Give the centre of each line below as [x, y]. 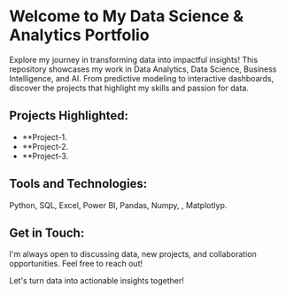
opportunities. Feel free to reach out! [76, 264]
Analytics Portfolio [79, 35]
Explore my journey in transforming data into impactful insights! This [134, 59]
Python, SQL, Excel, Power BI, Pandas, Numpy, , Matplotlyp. [118, 205]
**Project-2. [45, 146]
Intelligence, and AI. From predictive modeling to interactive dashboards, [142, 78]
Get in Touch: [47, 233]
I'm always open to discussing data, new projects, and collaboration [133, 254]
